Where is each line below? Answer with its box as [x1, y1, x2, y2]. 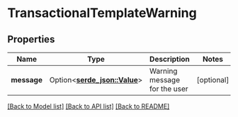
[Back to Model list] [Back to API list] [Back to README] [7, 102, 170, 111]
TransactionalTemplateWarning [7, 5, 197, 21]
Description [149, 55, 190, 64]
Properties [7, 33, 55, 45]
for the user [149, 84, 189, 94]
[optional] [196, 75, 229, 84]
